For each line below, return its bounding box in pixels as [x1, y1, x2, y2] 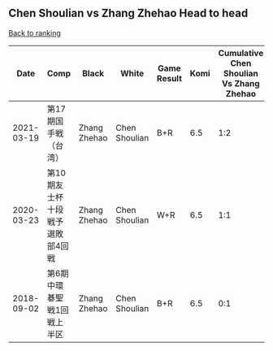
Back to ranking [8, 28, 61, 37]
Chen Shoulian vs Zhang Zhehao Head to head [8, 6, 249, 20]
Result [157, 72, 183, 84]
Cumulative [218, 47, 264, 58]
